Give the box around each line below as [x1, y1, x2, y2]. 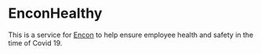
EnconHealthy [8, 5, 103, 22]
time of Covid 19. [8, 38, 63, 47]
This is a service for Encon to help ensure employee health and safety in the [8, 30, 254, 39]
